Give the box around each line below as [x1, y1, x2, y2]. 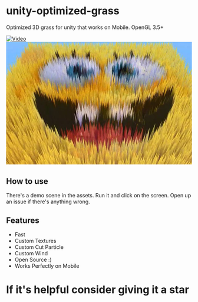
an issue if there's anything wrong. [6, 198, 90, 205]
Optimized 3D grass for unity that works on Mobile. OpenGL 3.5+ [6, 24, 164, 31]
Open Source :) [14, 256, 52, 263]
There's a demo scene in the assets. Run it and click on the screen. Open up [6, 192, 192, 199]
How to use [6, 176, 48, 186]
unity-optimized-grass [6, 4, 120, 18]
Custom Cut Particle [14, 243, 64, 251]
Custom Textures [14, 238, 57, 244]
